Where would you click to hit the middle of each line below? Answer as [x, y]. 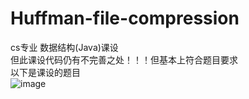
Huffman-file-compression [125, 18]
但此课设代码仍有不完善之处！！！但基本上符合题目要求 [124, 59]
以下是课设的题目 [45, 72]
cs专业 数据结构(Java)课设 [64, 47]
